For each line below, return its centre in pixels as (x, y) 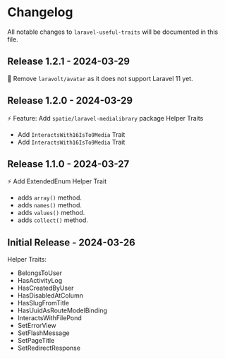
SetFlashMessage (43, 333)
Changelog (40, 12)
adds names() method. (50, 205)
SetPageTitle (36, 341)
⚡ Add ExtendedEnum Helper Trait (57, 181)
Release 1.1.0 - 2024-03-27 (68, 164)
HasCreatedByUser (45, 288)
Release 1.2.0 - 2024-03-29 (70, 101)
